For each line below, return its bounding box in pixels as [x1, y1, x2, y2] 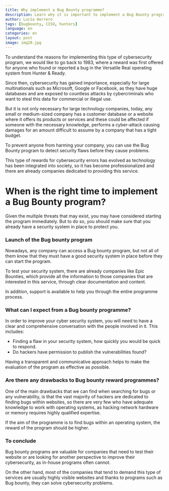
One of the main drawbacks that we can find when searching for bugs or [5, 388, 156, 394]
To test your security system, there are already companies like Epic [5, 268, 145, 274]
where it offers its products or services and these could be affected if [5, 116, 149, 122]
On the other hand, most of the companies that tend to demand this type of [5, 469, 161, 475]
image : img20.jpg [5, 40, 42, 45]
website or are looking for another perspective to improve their [5, 454, 135, 460]
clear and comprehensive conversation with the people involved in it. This [5, 323, 158, 329]
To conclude [5, 437, 36, 444]
